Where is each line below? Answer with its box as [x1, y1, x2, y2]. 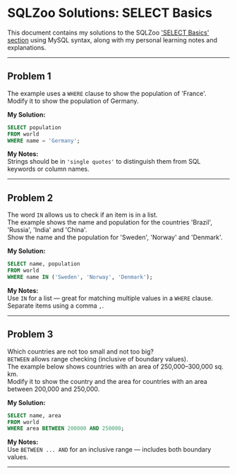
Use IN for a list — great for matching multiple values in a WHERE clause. [7, 294, 213, 302]
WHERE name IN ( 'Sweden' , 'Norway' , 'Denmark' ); [7, 273, 153, 280]
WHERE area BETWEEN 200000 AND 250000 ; [7, 425, 125, 432]
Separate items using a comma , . [7, 301, 104, 310]
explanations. [7, 43, 47, 52]
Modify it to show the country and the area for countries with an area [7, 377, 208, 385]
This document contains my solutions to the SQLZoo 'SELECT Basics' [7, 28, 209, 37]
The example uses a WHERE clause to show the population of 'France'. [7, 89, 207, 97]
